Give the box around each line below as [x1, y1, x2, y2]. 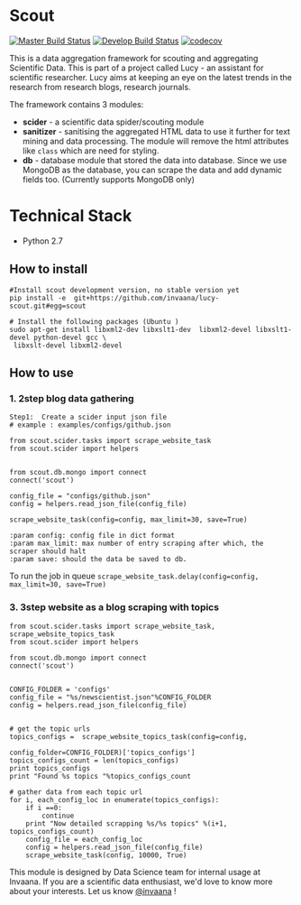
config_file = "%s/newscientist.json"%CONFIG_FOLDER [9, 692, 212, 702]
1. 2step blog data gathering [9, 392, 134, 404]
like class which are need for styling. [22, 145, 160, 156]
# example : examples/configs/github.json [9, 420, 171, 429]
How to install [9, 262, 88, 277]
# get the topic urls [9, 724, 91, 734]
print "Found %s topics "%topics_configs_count [9, 771, 192, 780]
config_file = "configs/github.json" [9, 492, 151, 501]
